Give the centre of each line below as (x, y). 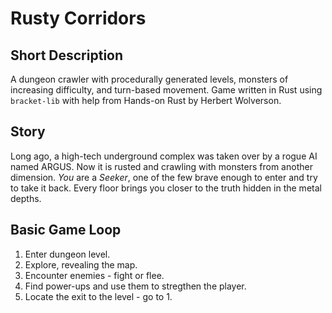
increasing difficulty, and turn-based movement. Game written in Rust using (166, 90)
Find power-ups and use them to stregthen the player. (135, 286)
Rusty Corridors (78, 18)
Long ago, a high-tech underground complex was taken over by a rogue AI (164, 156)
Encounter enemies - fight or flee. (94, 275)
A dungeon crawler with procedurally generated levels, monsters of (149, 79)
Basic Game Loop (66, 230)
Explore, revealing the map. (81, 264)
